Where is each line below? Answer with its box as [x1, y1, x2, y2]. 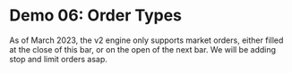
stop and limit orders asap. [9, 53, 107, 64]
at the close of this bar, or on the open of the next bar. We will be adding [9, 44, 276, 54]
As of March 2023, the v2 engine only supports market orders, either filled [9, 35, 284, 45]
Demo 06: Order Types [9, 5, 182, 26]
